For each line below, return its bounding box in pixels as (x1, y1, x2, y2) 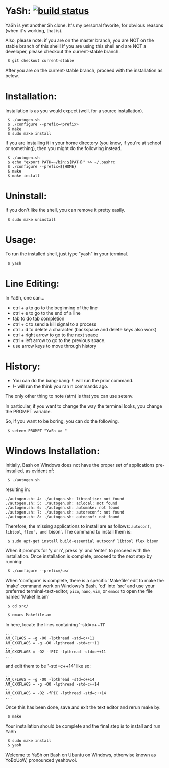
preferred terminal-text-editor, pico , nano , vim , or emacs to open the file (5, 588, 153, 594)
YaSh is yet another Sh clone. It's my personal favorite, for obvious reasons (5, 22, 163, 28)
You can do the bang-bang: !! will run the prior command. (12, 377, 134, 383)
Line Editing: (5, 278, 60, 289)
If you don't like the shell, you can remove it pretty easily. (5, 207, 126, 213)
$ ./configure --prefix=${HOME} (7, 164, 77, 169)
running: (5, 558, 23, 564)
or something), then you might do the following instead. (5, 145, 122, 151)
